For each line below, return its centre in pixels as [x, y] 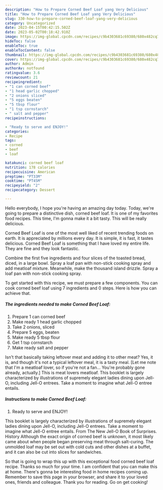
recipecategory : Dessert [30, 190]
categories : [17, 131]
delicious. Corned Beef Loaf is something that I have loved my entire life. [78, 243]
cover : [12, 59]
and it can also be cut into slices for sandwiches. [54, 452]
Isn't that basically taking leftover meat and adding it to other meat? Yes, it [79, 357]
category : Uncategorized [30, 23]
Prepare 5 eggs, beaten [36, 332]
